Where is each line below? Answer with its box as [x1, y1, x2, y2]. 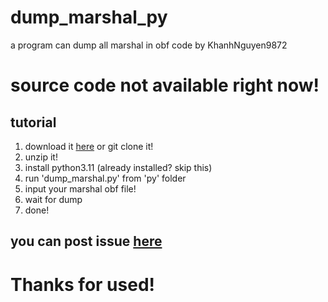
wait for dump [24, 193, 83, 205]
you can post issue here [10, 233, 163, 250]
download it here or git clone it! [24, 140, 154, 152]
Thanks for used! [10, 273, 156, 296]
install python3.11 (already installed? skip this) [24, 161, 213, 173]
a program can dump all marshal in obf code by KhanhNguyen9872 [10, 39, 288, 51]
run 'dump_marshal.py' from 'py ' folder [24, 172, 187, 184]
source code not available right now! [10, 74, 320, 97]
